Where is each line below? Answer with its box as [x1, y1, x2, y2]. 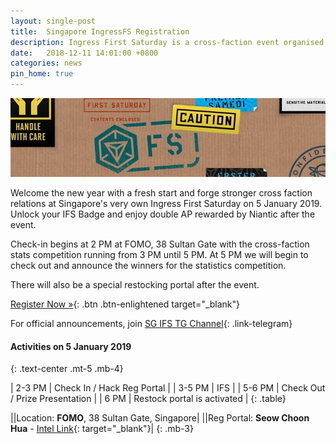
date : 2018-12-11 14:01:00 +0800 [10, 48, 159, 58]
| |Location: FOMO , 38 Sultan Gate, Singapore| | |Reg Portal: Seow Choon [10, 412, 310, 424]
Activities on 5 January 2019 [10, 340, 132, 352]
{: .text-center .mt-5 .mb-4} [10, 363, 124, 375]
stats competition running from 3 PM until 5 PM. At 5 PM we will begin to [10, 249, 309, 260]
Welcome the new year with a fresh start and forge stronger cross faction [10, 187, 313, 199]
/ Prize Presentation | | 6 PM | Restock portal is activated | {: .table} [10, 393, 287, 405]
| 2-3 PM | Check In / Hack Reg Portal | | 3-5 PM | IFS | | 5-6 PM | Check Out [10, 382, 326, 394]
